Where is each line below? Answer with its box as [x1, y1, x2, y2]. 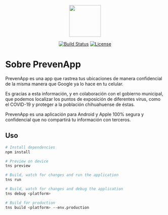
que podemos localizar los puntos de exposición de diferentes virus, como [5, 96, 161, 102]
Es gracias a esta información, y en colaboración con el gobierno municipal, [5, 90, 163, 96]
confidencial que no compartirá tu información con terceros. [5, 117, 131, 123]
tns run [5, 177, 22, 183]
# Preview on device [5, 159, 49, 164]
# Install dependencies [5, 145, 56, 150]
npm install [5, 150, 30, 155]
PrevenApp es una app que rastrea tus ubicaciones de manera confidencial [5, 75, 162, 81]
